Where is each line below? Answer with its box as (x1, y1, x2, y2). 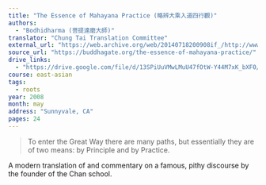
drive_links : (8, 56, 51, 64)
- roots (15, 85, 41, 94)
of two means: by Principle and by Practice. (27, 145, 170, 155)
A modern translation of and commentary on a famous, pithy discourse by (8, 160, 249, 170)
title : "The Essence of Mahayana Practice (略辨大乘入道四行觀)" (8, 11, 218, 20)
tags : (8, 78, 26, 86)
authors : (8, 19, 37, 27)
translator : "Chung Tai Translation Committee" (8, 33, 169, 42)
